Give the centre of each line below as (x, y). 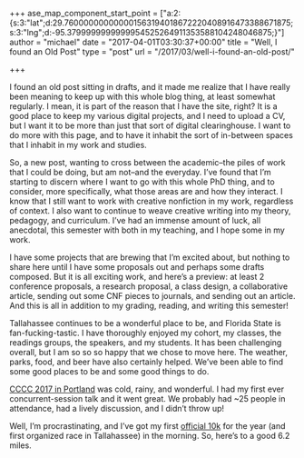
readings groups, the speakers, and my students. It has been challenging (146, 343)
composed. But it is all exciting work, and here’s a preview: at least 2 (137, 277)
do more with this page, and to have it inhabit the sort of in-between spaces (151, 135)
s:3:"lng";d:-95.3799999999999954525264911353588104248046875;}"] (147, 32)
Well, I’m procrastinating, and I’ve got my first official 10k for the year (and (147, 426)
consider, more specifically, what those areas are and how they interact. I (146, 191)
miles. (20, 445)
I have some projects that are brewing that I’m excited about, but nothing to (150, 257)
